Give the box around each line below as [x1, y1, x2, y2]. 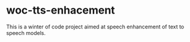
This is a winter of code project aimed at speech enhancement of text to [6, 23, 185, 30]
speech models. [6, 29, 46, 36]
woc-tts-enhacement [6, 4, 115, 17]
